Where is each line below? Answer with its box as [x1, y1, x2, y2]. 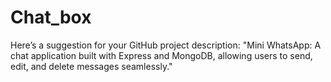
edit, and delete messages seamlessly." [10, 60, 173, 72]
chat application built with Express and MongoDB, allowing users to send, [10, 49, 313, 61]
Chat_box [10, 6, 92, 29]
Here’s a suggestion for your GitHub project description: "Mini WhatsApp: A [10, 39, 322, 51]
